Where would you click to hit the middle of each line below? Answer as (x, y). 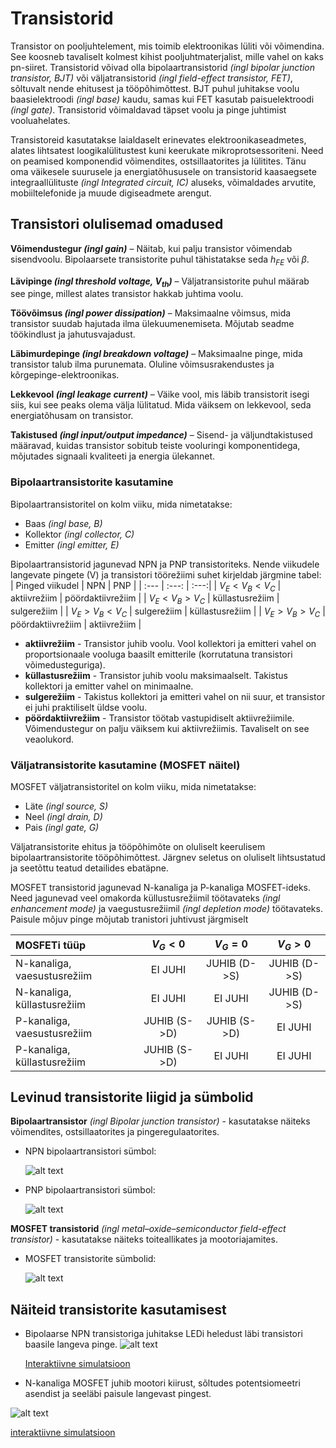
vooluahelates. (40, 120)
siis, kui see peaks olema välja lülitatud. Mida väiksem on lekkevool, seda (161, 405)
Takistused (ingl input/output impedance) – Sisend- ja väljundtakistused (161, 435)
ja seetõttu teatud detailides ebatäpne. (89, 868)
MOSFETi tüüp (50, 945)
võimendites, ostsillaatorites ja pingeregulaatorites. (115, 1132)
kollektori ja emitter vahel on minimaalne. (109, 686)
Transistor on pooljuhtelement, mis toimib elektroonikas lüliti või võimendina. (167, 46)
